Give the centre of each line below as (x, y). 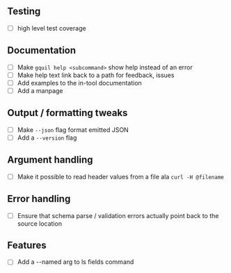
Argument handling (50, 160)
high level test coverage (51, 28)
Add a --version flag (47, 138)
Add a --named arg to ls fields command (75, 262)
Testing (24, 11)
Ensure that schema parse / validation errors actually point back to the (118, 215)
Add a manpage (40, 90)
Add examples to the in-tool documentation (80, 83)
